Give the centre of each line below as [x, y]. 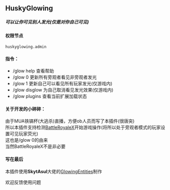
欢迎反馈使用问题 [23, 182]
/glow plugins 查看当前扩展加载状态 [50, 97]
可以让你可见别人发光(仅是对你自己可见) [47, 22]
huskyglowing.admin [26, 47]
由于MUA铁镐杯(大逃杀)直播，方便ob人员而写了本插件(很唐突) [70, 121]
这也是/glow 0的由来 [27, 140]
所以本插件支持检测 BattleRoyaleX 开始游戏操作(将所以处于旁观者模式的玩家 [83, 128]
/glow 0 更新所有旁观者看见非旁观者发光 [55, 77]
